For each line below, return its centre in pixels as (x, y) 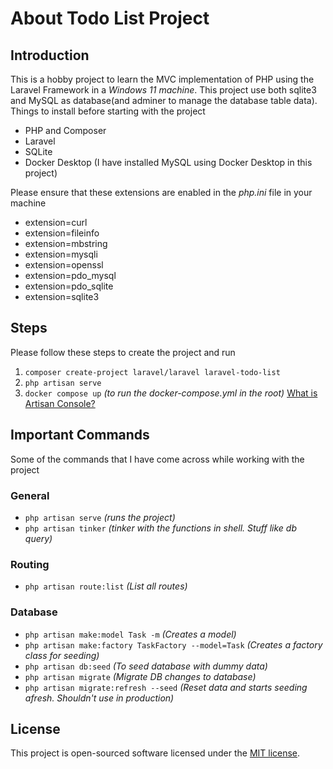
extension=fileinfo (62, 233)
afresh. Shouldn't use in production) (99, 698)
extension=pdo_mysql (70, 275)
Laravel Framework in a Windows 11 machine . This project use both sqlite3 (163, 90)
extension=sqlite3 (62, 296)
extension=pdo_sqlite (69, 286)
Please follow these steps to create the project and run (123, 352)
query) (38, 538)
